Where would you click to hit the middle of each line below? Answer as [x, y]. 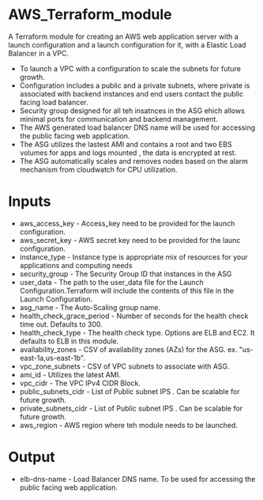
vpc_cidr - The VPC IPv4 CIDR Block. [80, 383]
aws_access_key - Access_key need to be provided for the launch [127, 223]
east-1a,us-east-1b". [52, 358]
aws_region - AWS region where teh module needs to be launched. [129, 425]
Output [32, 457]
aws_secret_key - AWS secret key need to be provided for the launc [130, 240]
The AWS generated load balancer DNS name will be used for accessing [137, 127]
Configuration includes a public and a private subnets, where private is [135, 85]
